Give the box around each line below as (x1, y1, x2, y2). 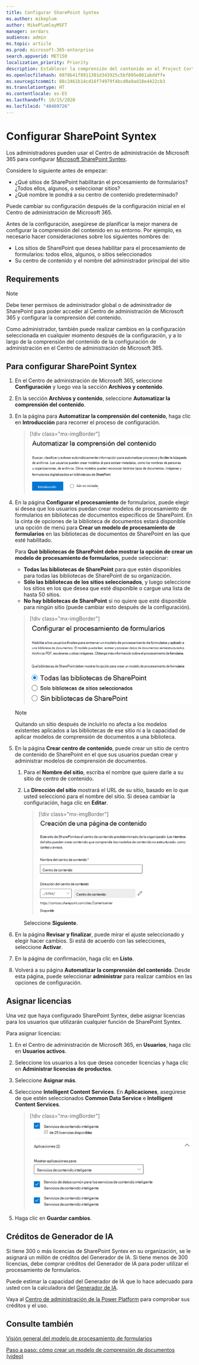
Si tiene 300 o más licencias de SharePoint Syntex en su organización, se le (6, 1247, 191, 1254)
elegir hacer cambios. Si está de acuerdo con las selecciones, (14, 937, 166, 944)
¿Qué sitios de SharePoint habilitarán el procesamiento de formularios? (14, 178, 188, 185)
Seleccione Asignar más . (14, 1076, 77, 1084)
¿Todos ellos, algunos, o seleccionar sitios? (14, 184, 120, 192)
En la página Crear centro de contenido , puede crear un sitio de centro (14, 744, 190, 752)
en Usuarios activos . (14, 1047, 67, 1055)
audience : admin (6, 34, 46, 41)
